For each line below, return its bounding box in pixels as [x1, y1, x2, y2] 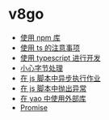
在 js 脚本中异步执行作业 [19, 73, 101, 83]
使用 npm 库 [19, 32, 61, 42]
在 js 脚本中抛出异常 [19, 83, 87, 93]
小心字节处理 [19, 62, 63, 73]
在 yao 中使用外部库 [19, 93, 86, 103]
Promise [19, 102, 48, 112]
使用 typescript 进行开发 [19, 53, 101, 62]
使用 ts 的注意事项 [19, 42, 81, 53]
